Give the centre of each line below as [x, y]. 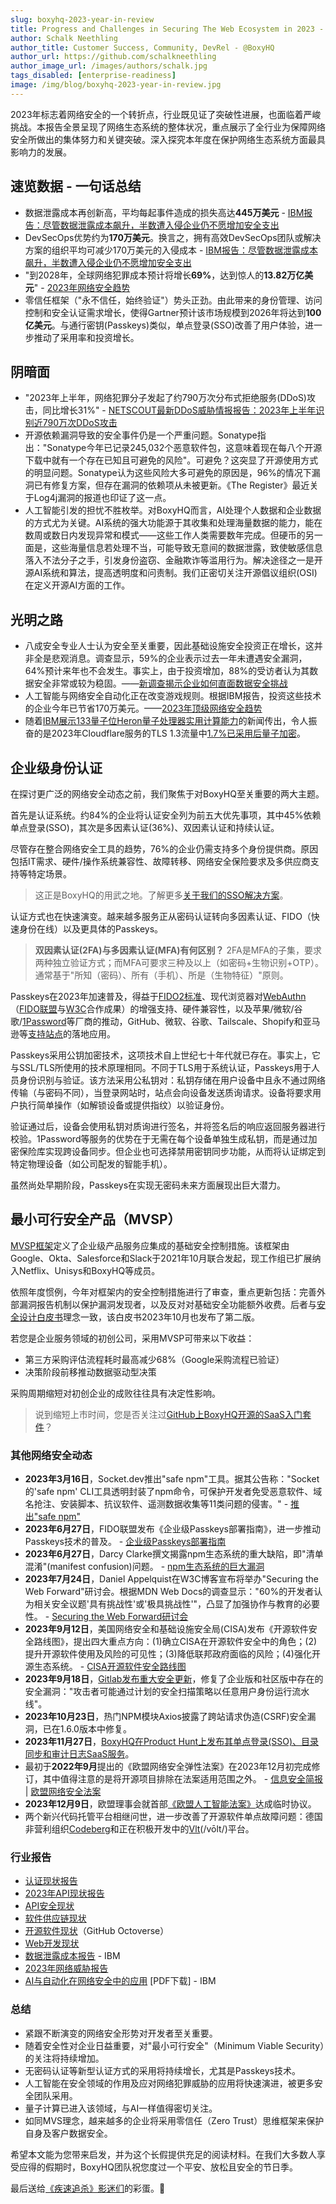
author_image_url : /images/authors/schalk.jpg [109, 66]
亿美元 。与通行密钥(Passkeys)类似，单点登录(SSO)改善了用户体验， [164, 325]
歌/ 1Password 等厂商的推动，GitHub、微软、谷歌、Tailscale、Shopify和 [156, 1021]
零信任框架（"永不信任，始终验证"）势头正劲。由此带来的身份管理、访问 [173, 300]
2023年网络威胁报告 [66, 1968]
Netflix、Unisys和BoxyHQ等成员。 [89, 1270]
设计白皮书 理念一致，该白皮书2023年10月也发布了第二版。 [139, 1317]
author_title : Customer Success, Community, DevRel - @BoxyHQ [142, 47]
